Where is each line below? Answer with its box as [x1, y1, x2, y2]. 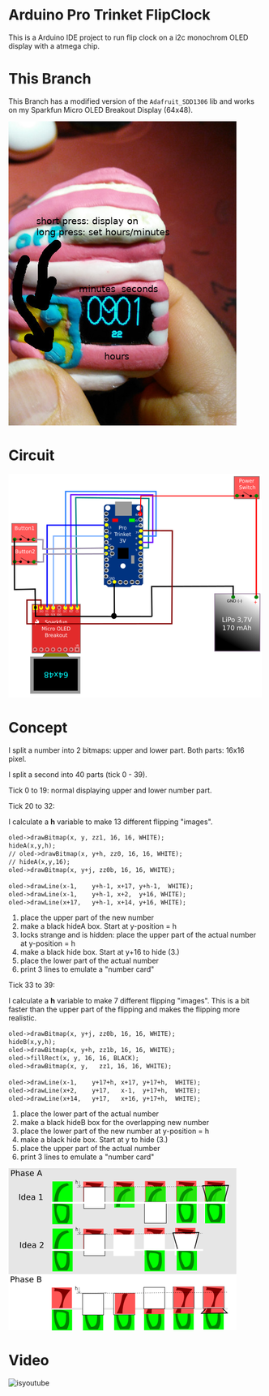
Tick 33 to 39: [8, 980, 55, 990]
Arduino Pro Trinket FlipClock [8, 6, 211, 24]
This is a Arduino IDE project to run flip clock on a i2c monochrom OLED [8, 32, 249, 42]
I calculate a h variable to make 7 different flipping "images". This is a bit [8, 995, 250, 1005]
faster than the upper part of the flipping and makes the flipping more [8, 1004, 241, 1014]
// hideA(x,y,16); [8, 857, 70, 866]
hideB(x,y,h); [8, 1037, 57, 1046]
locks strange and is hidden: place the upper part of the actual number [19, 930, 257, 939]
